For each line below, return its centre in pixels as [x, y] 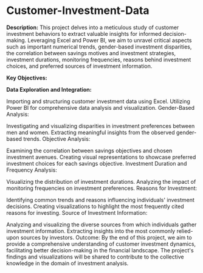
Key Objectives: [27, 78]
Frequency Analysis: [32, 170]
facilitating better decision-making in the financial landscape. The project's [100, 250]
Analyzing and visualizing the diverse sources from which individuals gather [101, 224]
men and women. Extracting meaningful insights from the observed [91, 132]
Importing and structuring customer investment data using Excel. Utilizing [98, 101]
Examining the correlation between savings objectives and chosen [89, 150]
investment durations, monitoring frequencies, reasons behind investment [99, 59]
